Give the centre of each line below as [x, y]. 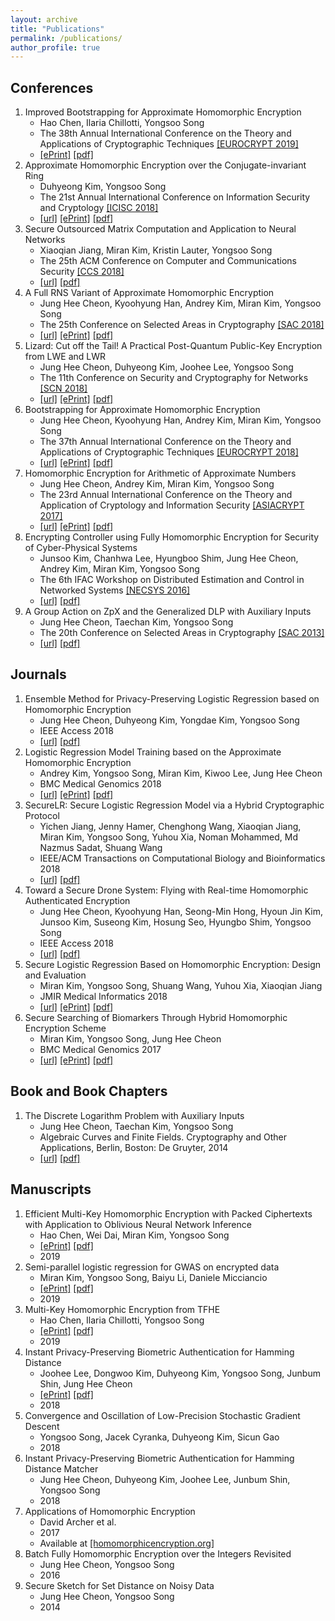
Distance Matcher [61, 1468]
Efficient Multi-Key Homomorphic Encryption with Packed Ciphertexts [168, 1213]
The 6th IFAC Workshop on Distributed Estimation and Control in [172, 580]
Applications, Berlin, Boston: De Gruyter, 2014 [134, 1147]
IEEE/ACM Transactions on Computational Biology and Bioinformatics [182, 858]
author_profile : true [55, 47]
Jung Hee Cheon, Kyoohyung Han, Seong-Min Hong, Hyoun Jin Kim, [181, 911]
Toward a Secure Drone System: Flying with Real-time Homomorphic [166, 890]
